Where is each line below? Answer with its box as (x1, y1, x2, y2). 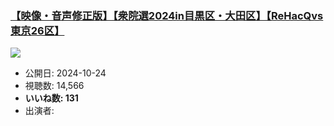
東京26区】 (10, 23, 65, 37)
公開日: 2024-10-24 (24, 67, 107, 79)
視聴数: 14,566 (24, 80, 85, 92)
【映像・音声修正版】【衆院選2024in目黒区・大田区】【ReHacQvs (10, 8, 324, 22)
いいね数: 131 (24, 92, 79, 104)
